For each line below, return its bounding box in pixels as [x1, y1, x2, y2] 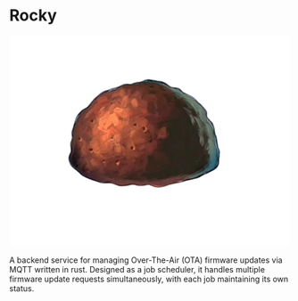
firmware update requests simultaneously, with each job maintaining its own [9, 273, 289, 284]
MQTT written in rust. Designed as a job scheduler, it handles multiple [9, 264, 266, 274]
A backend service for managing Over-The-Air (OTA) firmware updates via [9, 255, 283, 265]
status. [9, 282, 35, 294]
